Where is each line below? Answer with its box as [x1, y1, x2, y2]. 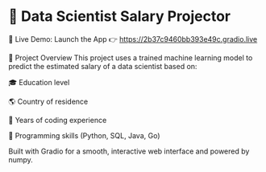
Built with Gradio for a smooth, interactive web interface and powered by [8, 146, 250, 156]
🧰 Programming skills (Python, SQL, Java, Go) [8, 130, 160, 140]
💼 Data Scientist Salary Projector [8, 7, 231, 26]
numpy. [8, 154, 34, 164]
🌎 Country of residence [8, 96, 89, 106]
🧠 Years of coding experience [8, 115, 107, 125]
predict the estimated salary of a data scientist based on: [8, 61, 197, 71]
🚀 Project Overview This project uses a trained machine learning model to [8, 52, 253, 63]
